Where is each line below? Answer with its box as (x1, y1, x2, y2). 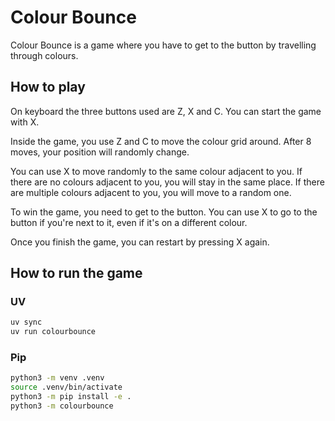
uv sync (10, 317, 43, 328)
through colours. (10, 49, 79, 61)
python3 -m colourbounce (10, 401, 114, 411)
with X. (10, 116, 40, 128)
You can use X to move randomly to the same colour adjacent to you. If (10, 165, 303, 177)
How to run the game (10, 265, 143, 282)
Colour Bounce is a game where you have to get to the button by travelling (10, 39, 317, 51)
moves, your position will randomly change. (10, 146, 190, 158)
